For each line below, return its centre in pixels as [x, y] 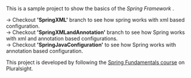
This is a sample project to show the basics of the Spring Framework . [90, 9]
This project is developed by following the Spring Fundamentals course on [95, 62]
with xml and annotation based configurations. [62, 38]
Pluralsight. [20, 69]
